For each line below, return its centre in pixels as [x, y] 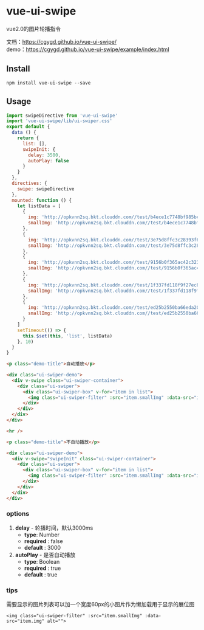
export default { [28, 127]
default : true [41, 574]
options [18, 514]
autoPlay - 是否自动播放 [45, 555]
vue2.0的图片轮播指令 [34, 29]
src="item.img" [25, 621]
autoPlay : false [49, 161]
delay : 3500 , [45, 155]
